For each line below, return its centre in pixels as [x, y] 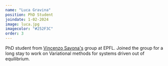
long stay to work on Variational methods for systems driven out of [75, 53]
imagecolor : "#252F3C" [29, 29]
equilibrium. [18, 59]
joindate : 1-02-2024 [27, 19]
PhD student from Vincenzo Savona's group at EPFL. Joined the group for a [84, 48]
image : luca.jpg [22, 24]
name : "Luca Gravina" [28, 10]
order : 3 [14, 34]
